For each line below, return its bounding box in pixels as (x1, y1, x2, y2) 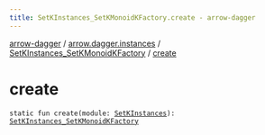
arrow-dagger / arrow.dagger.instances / (9, 38, 160, 49)
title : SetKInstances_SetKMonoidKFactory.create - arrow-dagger (9, 13, 256, 22)
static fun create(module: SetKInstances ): (9, 109, 176, 118)
